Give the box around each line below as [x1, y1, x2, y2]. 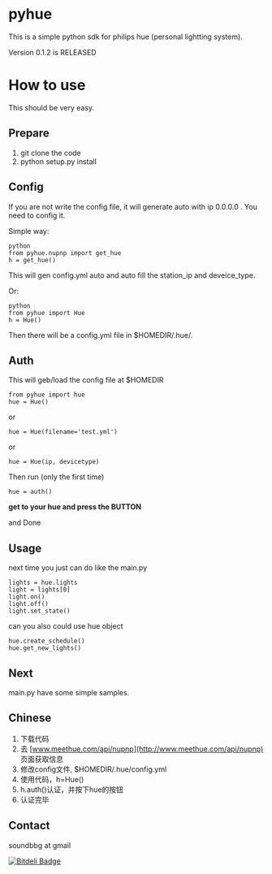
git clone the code [19, 148, 81, 158]
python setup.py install [19, 156, 97, 167]
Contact [8, 819, 50, 833]
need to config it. [8, 210, 66, 220]
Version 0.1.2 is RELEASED [8, 47, 97, 57]
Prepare [8, 127, 50, 141]
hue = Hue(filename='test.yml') [8, 428, 118, 436]
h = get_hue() [8, 256, 57, 264]
